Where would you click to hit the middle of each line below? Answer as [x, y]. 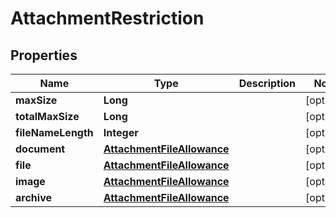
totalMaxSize [47, 116]
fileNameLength [54, 132]
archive [33, 197]
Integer [121, 132]
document [40, 149]
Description [267, 83]
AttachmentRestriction [107, 18]
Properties [44, 55]
